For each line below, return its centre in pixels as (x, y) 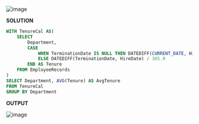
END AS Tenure (45, 64)
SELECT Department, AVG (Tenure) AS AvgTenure (63, 81)
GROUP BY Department (32, 92)
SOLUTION (20, 20)
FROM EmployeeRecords (43, 70)
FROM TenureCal (25, 86)
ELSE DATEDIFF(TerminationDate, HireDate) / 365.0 (102, 59)
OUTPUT (17, 103)
